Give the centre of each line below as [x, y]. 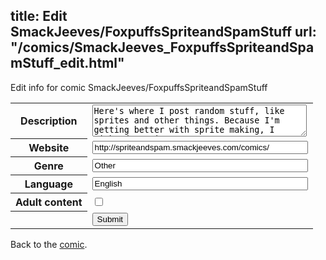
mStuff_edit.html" [67, 63]
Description [49, 121]
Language [48, 184]
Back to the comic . [49, 244]
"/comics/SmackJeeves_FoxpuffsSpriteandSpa [162, 47]
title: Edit [39, 16]
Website [49, 148]
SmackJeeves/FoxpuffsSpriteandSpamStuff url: [163, 32]
